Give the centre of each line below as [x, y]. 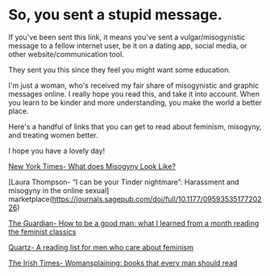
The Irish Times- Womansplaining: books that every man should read [123, 262]
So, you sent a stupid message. [116, 15]
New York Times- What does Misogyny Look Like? [92, 166]
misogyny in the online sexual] [59, 190]
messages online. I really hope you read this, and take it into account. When [134, 93]
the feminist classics [42, 232]
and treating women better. [53, 135]
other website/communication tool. [66, 54]
